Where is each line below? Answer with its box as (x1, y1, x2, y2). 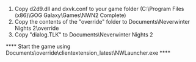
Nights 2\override (14, 24, 59, 32)
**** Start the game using (5, 43, 71, 50)
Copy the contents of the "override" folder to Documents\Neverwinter (14, 18, 191, 25)
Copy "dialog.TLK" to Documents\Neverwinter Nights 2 (14, 31, 153, 38)
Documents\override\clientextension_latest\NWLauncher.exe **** (5, 49, 171, 57)
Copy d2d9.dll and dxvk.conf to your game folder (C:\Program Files (14, 5, 184, 12)
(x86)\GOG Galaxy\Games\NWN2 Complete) (14, 12, 126, 19)
